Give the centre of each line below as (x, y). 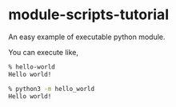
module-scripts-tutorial (89, 15)
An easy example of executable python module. (87, 37)
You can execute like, (43, 52)
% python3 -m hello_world (51, 89)
